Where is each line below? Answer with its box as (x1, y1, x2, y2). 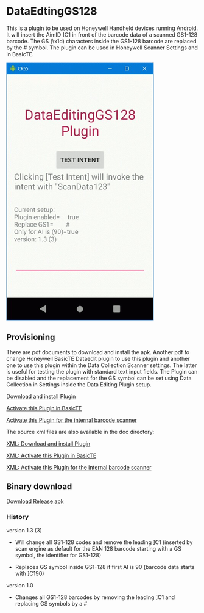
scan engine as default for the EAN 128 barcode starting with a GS (15, 545, 181, 552)
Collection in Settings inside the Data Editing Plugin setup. (6, 380, 152, 388)
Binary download (6, 481, 72, 492)
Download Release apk (6, 498, 64, 505)
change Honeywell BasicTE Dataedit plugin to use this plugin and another (6, 355, 190, 362)
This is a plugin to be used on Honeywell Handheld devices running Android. (6, 24, 199, 32)
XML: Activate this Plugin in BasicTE (6, 452, 97, 459)
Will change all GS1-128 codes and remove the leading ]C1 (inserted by (15, 539, 193, 546)
